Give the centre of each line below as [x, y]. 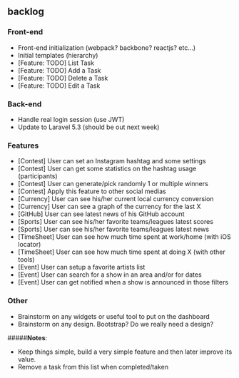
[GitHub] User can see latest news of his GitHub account [101, 214]
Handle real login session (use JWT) [71, 119]
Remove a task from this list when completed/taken [93, 367]
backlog [26, 12]
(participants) [38, 176]
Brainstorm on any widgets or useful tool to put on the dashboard [114, 316]
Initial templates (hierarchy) [58, 55]
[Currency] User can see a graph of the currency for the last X [109, 207]
